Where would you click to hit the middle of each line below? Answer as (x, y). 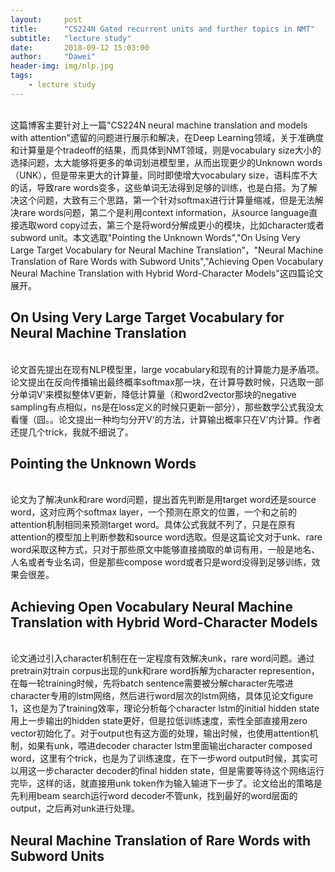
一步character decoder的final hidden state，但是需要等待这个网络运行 (180, 771)
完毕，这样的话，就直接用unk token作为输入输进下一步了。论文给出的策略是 (166, 783)
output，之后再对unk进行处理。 (75, 808)
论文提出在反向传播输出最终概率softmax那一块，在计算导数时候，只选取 (158, 382)
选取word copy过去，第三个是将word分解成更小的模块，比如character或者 (171, 225)
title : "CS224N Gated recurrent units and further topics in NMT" (162, 29)
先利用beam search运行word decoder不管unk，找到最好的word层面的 (154, 796)
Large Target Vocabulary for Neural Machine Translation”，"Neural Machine (167, 250)
